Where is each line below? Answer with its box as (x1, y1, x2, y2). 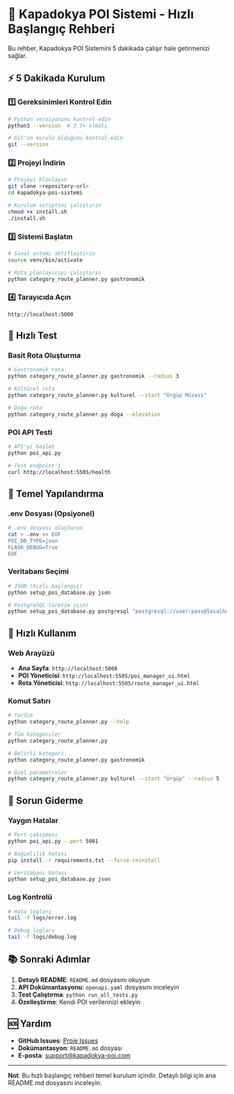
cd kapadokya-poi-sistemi (8, 189, 83, 197)
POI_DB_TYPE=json (8, 537, 58, 545)
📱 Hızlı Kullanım (8, 627, 77, 639)
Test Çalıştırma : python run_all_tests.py (17, 990, 138, 999)
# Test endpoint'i (8, 462, 61, 469)
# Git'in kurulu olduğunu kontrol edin (8, 135, 124, 142)
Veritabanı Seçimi (8, 567, 69, 577)
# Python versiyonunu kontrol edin (8, 115, 111, 122)
